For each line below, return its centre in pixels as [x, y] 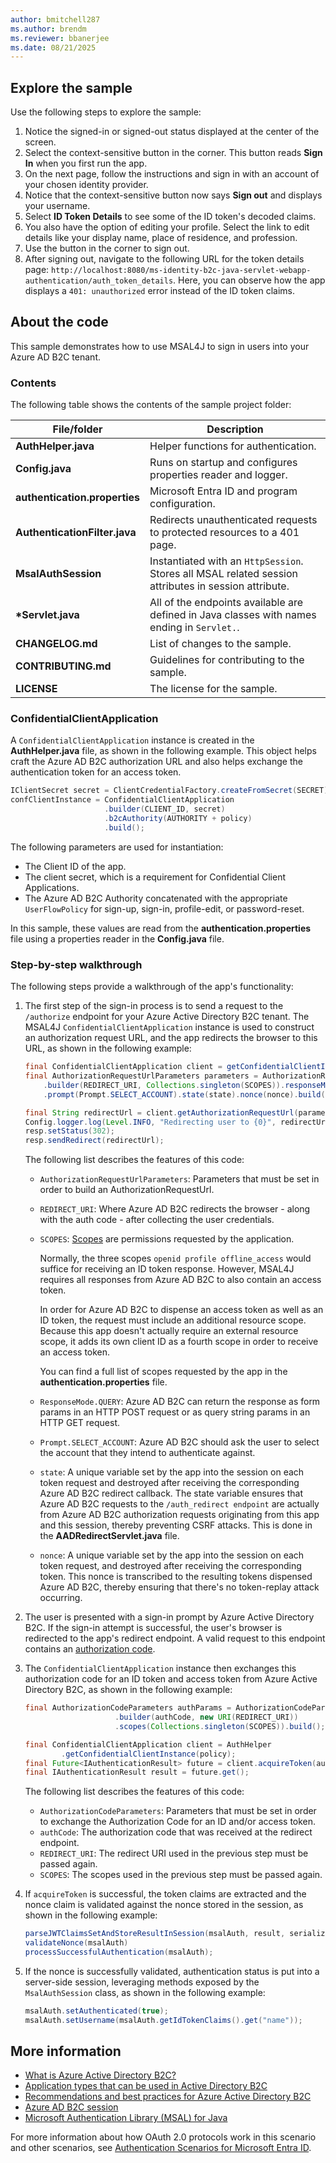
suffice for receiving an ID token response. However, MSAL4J [167, 1269]
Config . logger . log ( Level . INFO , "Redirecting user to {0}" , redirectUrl [177, 1122]
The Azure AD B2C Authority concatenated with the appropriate [156, 898]
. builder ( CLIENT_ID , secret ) [165, 809]
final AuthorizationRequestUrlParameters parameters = [141, 1076]
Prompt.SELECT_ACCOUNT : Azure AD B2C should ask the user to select [179, 1442]
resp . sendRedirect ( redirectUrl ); [94, 1141]
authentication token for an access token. [96, 772]
